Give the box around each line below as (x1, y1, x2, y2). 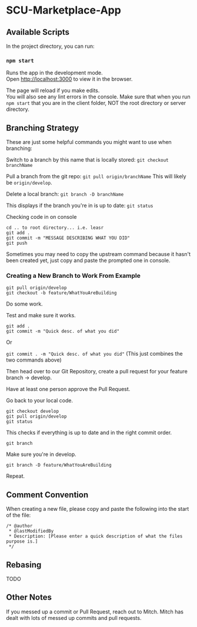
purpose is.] (6, 539, 38, 544)
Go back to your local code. (6, 397, 74, 404)
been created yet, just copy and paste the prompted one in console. (6, 257, 171, 264)
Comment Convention (6, 490, 89, 500)
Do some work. (6, 300, 43, 307)
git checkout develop (6, 408, 59, 415)
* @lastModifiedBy (8, 528, 54, 534)
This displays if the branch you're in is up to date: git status (6, 202, 153, 209)
